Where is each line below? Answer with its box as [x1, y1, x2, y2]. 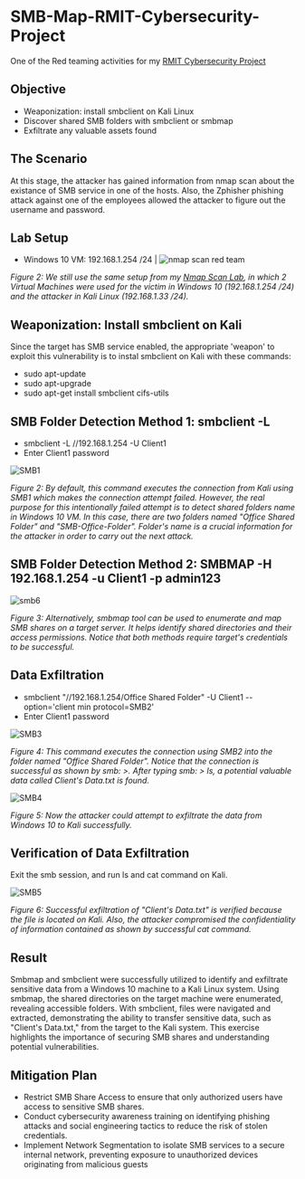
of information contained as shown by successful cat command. [10, 924, 252, 935]
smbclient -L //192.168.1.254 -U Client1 [23, 438, 167, 449]
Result [10, 950, 48, 965]
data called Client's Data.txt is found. [10, 775, 150, 785]
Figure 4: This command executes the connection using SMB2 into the [10, 746, 273, 756]
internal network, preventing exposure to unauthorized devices [23, 1149, 259, 1160]
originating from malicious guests [23, 1159, 148, 1170]
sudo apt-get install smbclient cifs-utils [23, 387, 170, 399]
